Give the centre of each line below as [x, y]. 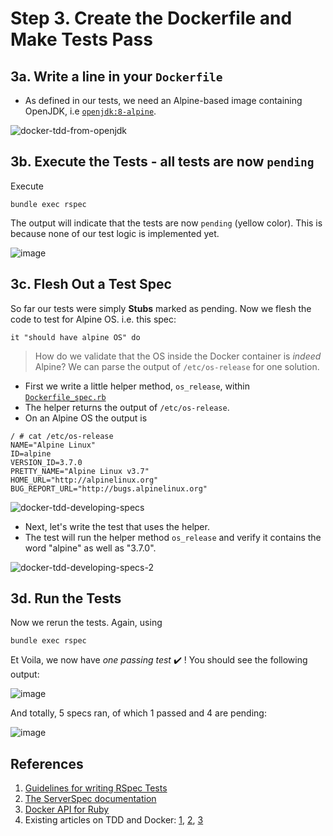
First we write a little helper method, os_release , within [137, 386]
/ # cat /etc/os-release [62, 436]
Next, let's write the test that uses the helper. [117, 526]
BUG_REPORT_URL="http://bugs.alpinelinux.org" [109, 488]
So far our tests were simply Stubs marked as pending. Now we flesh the [161, 308]
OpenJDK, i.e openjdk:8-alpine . [90, 111]
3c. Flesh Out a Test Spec [91, 284]
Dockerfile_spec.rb [65, 397]
